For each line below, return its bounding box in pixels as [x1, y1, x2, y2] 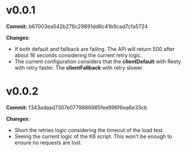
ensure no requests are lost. [14, 139, 82, 146]
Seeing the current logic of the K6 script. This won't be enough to [14, 133, 172, 140]
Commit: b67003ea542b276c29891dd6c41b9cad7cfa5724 [6, 23, 148, 30]
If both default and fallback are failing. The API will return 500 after [14, 45, 175, 53]
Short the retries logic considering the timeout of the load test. [14, 126, 164, 133]
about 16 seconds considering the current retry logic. [14, 51, 143, 58]
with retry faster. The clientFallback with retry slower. [14, 64, 144, 71]
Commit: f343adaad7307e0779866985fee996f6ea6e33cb [6, 103, 147, 111]
